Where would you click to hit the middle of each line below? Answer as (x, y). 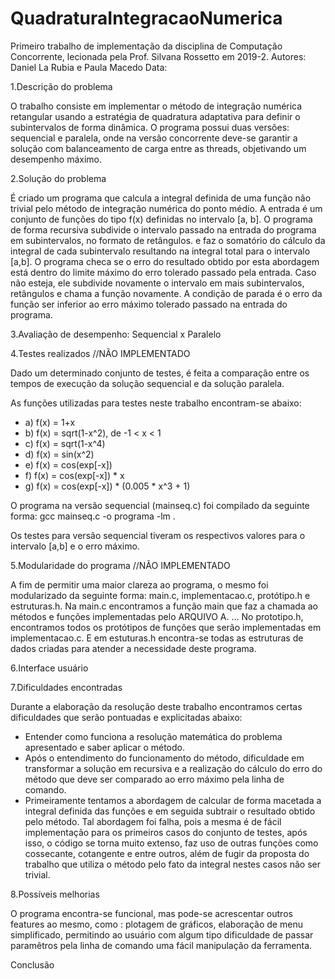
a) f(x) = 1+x (50, 422)
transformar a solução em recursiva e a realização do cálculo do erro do (173, 768)
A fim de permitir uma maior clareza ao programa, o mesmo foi (139, 584)
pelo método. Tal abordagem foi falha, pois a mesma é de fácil (153, 821)
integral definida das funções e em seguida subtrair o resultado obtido (170, 811)
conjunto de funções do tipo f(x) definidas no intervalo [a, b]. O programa (161, 219)
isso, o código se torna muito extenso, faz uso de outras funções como (171, 843)
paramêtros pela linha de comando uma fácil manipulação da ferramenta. (161, 945)
